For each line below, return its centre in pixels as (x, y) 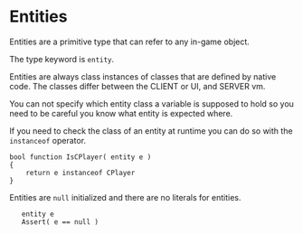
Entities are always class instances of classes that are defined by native (143, 76)
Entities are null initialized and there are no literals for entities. (125, 197)
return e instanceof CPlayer (80, 173)
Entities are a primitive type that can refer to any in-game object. (130, 42)
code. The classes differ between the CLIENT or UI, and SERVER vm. (137, 86)
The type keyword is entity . (62, 59)
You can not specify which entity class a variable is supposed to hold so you (151, 103)
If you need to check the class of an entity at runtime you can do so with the (151, 131)
